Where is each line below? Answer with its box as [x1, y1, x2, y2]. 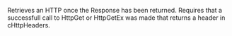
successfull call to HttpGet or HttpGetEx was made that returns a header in [7, 13, 226, 22]
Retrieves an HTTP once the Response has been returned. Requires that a [7, 6, 223, 14]
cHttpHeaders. [7, 21, 51, 29]
